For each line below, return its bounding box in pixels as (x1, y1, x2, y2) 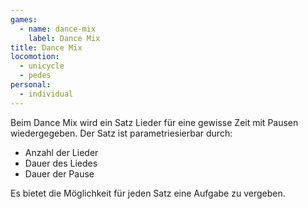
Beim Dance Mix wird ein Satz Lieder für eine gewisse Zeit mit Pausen (10, 116, 299, 128)
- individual (19, 89, 74, 99)
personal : (10, 80, 52, 90)
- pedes (19, 71, 52, 81)
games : (10, 14, 38, 25)
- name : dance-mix (19, 24, 97, 34)
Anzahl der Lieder (24, 146, 99, 158)
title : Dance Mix (10, 42, 83, 53)
